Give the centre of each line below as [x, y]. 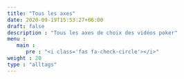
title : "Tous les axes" [42, 13]
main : [26, 45]
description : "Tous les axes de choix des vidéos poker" [92, 33]
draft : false [26, 26]
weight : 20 [24, 58]
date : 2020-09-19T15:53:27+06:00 [55, 20]
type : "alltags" [32, 65]
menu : [17, 39]
